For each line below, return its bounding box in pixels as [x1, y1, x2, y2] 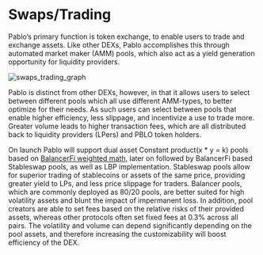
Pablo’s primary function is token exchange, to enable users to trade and [8, 32, 245, 41]
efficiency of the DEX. [8, 238, 80, 247]
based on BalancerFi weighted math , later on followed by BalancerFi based [8, 153, 253, 163]
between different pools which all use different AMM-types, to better [8, 96, 233, 105]
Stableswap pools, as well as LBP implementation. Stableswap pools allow [8, 162, 251, 171]
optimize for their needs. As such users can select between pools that [8, 105, 237, 114]
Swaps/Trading [8, 6, 112, 24]
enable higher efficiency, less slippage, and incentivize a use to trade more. [8, 112, 255, 122]
